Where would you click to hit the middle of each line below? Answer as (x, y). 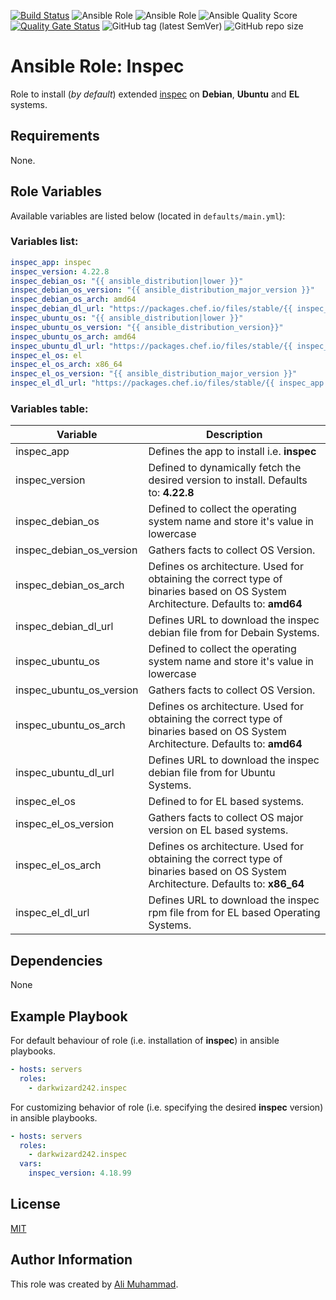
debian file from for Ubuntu (212, 773)
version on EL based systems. (218, 830)
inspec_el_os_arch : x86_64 (66, 365)
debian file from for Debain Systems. (234, 633)
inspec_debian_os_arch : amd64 (73, 300)
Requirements (55, 136)
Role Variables (56, 191)
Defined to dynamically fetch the (225, 468)
